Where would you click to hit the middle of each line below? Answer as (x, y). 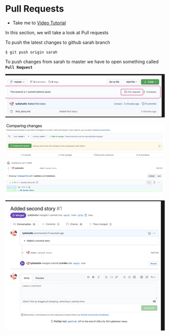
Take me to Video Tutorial (39, 23)
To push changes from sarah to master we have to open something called (82, 62)
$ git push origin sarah (31, 52)
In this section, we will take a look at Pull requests (57, 32)
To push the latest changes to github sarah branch (58, 42)
